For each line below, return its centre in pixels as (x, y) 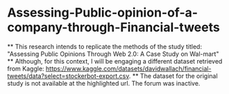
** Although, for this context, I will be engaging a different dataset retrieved (115, 61)
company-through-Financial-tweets (113, 27)
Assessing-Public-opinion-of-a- (103, 13)
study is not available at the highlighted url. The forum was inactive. (104, 83)
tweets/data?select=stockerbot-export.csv (68, 76)
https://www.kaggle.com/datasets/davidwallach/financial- (128, 68)
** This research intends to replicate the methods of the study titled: (105, 46)
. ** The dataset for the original (173, 76)
